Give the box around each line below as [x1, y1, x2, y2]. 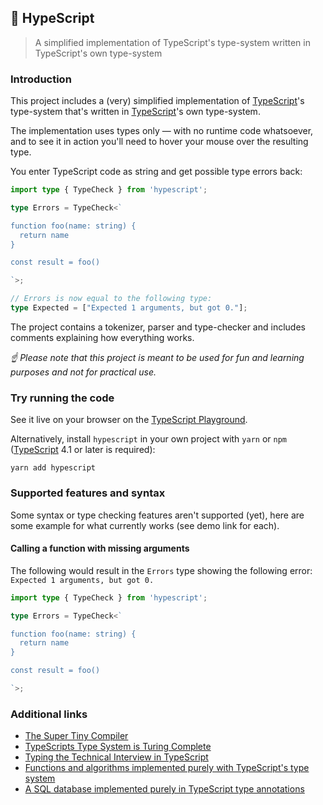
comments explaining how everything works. [10, 331, 195, 343]
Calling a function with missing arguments [10, 542, 190, 555]
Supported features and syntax [10, 486, 166, 500]
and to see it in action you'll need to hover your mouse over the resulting [10, 136, 309, 148]
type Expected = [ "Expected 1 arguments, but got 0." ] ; [10, 303, 248, 313]
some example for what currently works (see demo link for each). [10, 519, 280, 531]
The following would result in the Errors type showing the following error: [10, 564, 313, 576]
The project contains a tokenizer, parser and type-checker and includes [10, 321, 306, 333]
